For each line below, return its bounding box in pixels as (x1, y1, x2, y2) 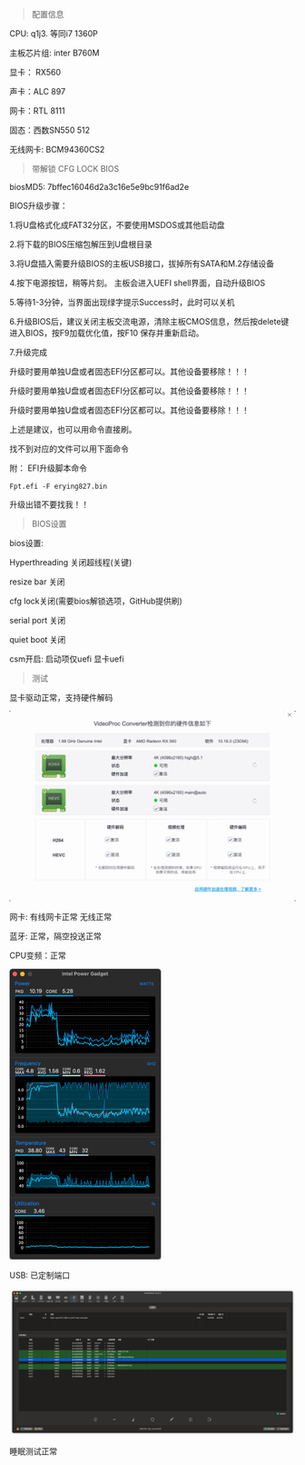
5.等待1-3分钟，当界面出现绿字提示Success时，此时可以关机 (9, 297, 235, 307)
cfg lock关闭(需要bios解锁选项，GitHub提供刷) (9, 595, 183, 606)
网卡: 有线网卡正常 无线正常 (9, 912, 112, 922)
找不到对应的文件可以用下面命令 (9, 443, 129, 453)
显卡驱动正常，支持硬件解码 (9, 693, 113, 703)
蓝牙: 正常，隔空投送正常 (9, 931, 102, 942)
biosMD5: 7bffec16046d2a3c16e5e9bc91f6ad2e (9, 182, 190, 192)
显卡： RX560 (9, 67, 62, 77)
